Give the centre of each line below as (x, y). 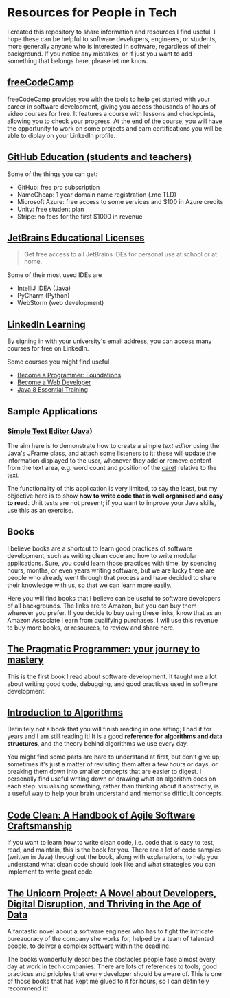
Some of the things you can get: (53, 174)
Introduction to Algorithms (65, 712)
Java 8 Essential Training (52, 390)
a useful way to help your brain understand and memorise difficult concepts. (115, 794)
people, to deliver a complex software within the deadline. (89, 946)
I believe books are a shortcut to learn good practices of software (100, 548)
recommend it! (28, 988)
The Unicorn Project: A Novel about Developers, (112, 893)
